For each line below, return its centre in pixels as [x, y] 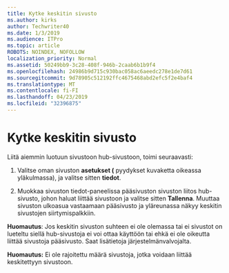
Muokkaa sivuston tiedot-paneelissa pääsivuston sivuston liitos [107, 191]
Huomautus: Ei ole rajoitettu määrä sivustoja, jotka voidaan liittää [99, 254]
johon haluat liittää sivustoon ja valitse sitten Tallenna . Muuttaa [130, 198]
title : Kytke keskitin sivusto [52, 13]
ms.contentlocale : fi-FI [43, 91]
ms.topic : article [33, 46]
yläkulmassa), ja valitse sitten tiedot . [69, 178]
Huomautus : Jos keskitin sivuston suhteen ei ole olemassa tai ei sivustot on [115, 226]
